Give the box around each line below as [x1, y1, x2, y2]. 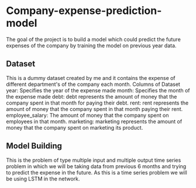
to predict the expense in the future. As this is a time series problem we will [6, 169, 187, 176]
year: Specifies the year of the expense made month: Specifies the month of [6, 86, 190, 94]
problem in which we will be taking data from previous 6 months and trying [6, 162, 187, 170]
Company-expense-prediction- [6, 4, 162, 18]
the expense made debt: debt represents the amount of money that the [6, 93, 177, 100]
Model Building [6, 141, 63, 151]
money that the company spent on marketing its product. [6, 124, 143, 131]
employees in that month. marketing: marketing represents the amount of [6, 118, 183, 125]
